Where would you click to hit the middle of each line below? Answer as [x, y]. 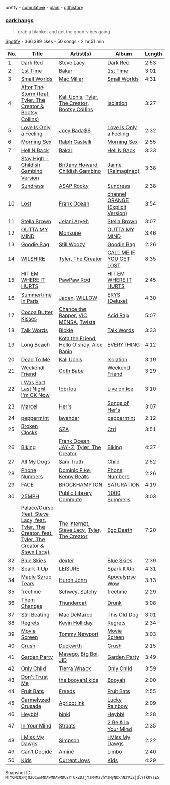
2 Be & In [118, 723]
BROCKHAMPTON [81, 485]
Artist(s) [80, 54]
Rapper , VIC [73, 316]
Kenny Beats [74, 477]
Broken [30, 426]
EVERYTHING [124, 345]
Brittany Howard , [79, 165]
